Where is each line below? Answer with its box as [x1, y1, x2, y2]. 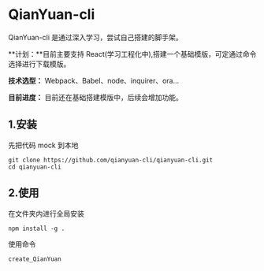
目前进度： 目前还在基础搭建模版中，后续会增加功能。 [8, 92, 183, 102]
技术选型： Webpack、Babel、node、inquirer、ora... [8, 76, 180, 85]
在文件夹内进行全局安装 [8, 209, 84, 218]
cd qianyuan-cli [8, 163, 61, 171]
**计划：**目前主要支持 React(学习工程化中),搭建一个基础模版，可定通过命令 [8, 49, 257, 58]
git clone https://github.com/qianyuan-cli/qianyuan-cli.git [8, 156, 214, 164]
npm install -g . [8, 225, 65, 232]
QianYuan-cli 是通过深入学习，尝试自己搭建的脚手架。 [8, 32, 183, 42]
